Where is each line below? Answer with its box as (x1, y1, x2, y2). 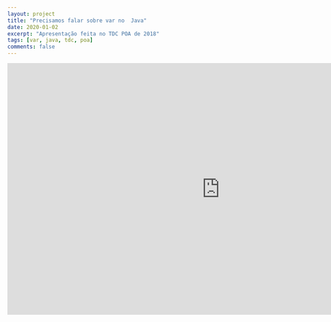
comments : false (7, 43, 55, 50)
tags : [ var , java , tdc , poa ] (7, 37, 93, 44)
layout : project (7, 10, 55, 18)
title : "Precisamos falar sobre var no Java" (7, 17, 147, 24)
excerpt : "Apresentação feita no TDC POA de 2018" (7, 30, 160, 38)
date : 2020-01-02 (7, 23, 59, 30)
